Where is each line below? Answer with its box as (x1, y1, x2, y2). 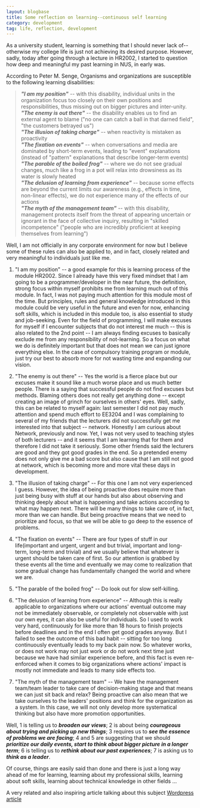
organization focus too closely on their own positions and (20, 97, 162, 104)
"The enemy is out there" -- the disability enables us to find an (20, 109, 177, 117)
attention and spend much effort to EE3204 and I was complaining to (14, 411, 184, 418)
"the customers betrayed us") (20, 122, 94, 129)
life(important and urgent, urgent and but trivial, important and (14, 542, 168, 549)
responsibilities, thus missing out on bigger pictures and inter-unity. (20, 103, 187, 111)
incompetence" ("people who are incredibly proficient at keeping (20, 224, 181, 231)
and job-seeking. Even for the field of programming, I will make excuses (14, 317, 192, 324)
